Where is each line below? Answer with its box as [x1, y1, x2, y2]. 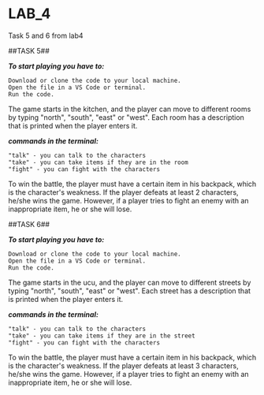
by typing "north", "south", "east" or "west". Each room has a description [8, 112, 244, 122]
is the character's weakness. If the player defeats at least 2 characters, [8, 187, 239, 197]
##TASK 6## [8, 219, 50, 229]
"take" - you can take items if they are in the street [8, 332, 195, 340]
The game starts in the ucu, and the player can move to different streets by [8, 278, 251, 287]
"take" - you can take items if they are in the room [8, 158, 189, 166]
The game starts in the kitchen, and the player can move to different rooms [8, 104, 251, 114]
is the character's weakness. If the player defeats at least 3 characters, [8, 360, 239, 371]
